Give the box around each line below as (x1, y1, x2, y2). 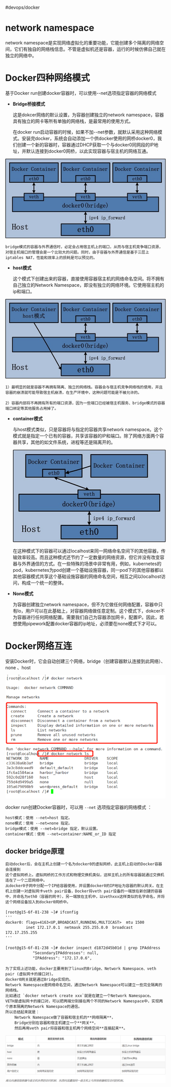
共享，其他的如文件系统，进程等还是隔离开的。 (17, 439, 116, 445)
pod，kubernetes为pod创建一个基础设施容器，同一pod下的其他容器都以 (12, 567, 164, 573)
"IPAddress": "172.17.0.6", (32, 956, 93, 961)
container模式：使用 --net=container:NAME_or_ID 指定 (5, 831, 117, 837)
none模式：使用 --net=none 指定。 (5, 821, 72, 826)
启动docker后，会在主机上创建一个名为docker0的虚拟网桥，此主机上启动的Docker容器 (5, 862, 162, 867)
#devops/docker (5, 5, 40, 10)
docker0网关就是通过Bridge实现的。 (5, 977, 73, 982)
